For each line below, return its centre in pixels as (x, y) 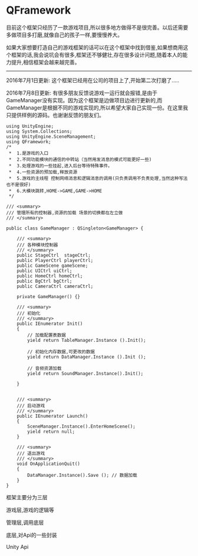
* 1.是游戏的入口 (29, 153)
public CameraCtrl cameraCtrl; (55, 286)
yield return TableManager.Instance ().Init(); (87, 340)
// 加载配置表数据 (47, 335)
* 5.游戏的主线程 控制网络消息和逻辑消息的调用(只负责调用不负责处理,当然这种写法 (98, 178)
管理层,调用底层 (25, 522)
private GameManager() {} (49, 296)
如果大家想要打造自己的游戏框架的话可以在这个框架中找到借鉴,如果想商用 (95, 47)
